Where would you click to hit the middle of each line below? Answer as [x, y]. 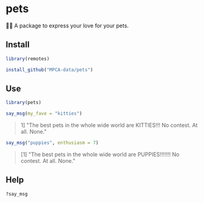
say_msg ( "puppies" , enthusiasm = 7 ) [52, 143]
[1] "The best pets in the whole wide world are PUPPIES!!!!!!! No [100, 154]
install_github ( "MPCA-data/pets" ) [50, 70]
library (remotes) [28, 59]
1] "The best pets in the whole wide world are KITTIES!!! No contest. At [109, 125]
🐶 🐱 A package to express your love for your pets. [67, 26]
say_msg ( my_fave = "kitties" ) [44, 114]
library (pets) [24, 103]
